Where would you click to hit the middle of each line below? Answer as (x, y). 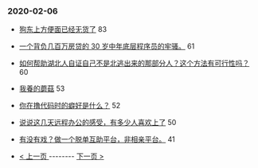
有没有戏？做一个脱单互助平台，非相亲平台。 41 (97, 139)
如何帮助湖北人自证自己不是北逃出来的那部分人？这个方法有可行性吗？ (134, 63)
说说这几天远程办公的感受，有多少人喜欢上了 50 (98, 123)
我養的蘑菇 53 (42, 88)
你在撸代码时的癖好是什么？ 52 (70, 106)
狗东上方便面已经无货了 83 (63, 29)
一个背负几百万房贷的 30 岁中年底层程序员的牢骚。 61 (107, 46)
